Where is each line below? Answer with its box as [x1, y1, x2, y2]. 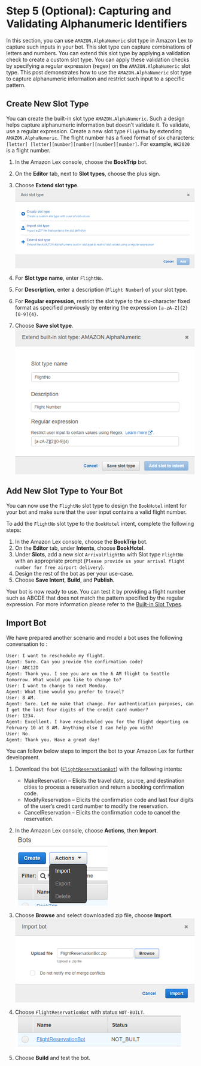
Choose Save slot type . [14, 322, 74, 329]
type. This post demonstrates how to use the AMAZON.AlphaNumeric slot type [6, 68, 192, 76]
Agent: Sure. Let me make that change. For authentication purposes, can [6, 700, 194, 706]
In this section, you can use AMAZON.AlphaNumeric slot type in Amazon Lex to [6, 37, 193, 44]
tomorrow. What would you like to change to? [6, 676, 121, 682]
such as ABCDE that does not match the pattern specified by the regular [6, 594, 184, 601]
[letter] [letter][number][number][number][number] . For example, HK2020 [6, 140, 190, 148]
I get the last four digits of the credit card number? [6, 706, 148, 712]
